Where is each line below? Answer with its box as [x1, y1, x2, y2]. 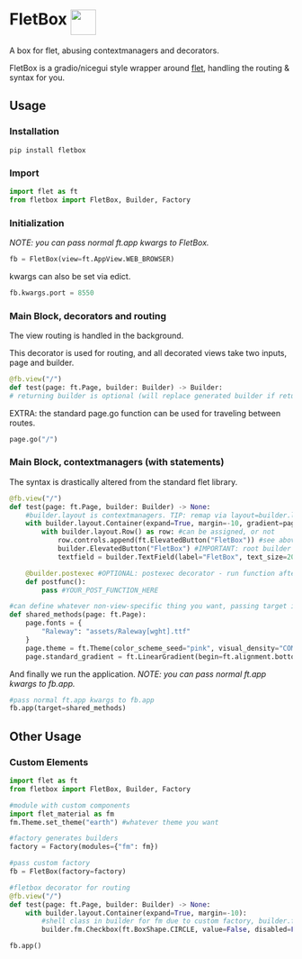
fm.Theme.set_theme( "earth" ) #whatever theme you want [9, 817, 219, 827]
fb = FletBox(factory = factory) [9, 867, 127, 876]
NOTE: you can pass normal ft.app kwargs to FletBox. [9, 237, 209, 248]
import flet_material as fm [9, 809, 115, 818]
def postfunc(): [25, 577, 87, 586]
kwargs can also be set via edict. [9, 270, 131, 281]
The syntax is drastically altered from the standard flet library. [9, 476, 238, 487]
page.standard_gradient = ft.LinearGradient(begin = [25, 652, 223, 662]
